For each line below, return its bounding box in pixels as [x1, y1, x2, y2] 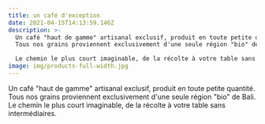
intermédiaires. [8, 108, 58, 118]
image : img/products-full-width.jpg [8, 62, 129, 71]
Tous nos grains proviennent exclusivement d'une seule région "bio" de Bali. [8, 92, 256, 101]
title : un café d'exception [8, 11, 101, 20]
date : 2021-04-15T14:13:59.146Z [8, 19, 114, 27]
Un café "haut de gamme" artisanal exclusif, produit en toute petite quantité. [8, 83, 256, 93]
